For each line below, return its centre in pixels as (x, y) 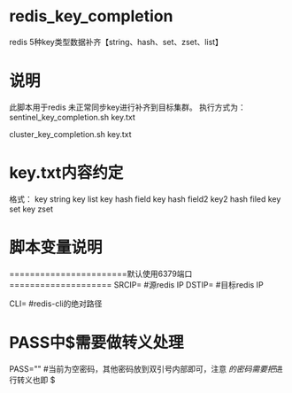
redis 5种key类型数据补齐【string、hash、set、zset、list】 (116, 42)
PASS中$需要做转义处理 (96, 342)
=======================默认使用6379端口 (101, 274)
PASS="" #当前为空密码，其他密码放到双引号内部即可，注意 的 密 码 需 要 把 (142, 368)
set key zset (31, 209)
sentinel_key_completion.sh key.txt (72, 117)
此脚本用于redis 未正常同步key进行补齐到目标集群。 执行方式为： (127, 107)
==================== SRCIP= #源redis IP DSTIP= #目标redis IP (136, 284)
